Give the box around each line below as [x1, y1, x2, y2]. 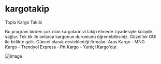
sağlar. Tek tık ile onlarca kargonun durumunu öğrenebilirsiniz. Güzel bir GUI [5, 34, 157, 39]
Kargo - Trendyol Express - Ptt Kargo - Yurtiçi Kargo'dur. [5, 44, 118, 50]
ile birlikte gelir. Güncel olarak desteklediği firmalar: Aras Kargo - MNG [5, 38, 145, 44]
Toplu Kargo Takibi [5, 19, 43, 25]
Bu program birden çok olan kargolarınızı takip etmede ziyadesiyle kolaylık [5, 28, 153, 34]
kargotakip [5, 3, 50, 14]
